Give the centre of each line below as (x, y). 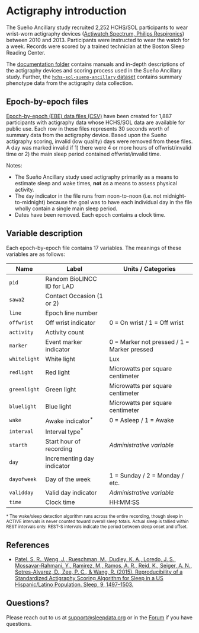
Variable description (44, 234)
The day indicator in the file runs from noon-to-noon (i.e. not (88, 196)
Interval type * (65, 431)
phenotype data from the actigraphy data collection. (70, 83)
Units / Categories (150, 268)
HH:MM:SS (125, 502)
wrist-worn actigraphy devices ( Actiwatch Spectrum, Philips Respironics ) (95, 33)
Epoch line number (71, 313)
